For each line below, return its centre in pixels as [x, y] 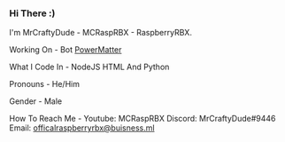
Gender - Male [36, 101]
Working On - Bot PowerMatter [65, 50]
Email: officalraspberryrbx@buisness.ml [82, 128]
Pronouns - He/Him [44, 84]
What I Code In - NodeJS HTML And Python [89, 67]
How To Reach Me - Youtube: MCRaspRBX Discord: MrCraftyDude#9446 [142, 119]
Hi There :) [32, 13]
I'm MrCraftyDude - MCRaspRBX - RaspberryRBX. [101, 33]
